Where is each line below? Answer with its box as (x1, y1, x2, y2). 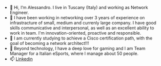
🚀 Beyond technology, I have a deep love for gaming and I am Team (9, 46, 145, 51)
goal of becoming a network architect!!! (9, 40, 89, 46)
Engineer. (9, 10, 29, 15)
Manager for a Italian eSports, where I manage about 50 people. (9, 51, 139, 56)
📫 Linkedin (9, 56, 33, 62)
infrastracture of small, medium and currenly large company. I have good (9, 20, 157, 26)
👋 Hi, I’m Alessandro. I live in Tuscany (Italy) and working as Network (9, 5, 148, 10)
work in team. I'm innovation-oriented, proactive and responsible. (9, 30, 141, 36)
